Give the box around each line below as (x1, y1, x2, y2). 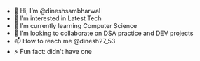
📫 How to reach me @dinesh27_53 (13, 37, 116, 45)
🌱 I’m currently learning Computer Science (13, 22, 138, 29)
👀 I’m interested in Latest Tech (13, 14, 102, 22)
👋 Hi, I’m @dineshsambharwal (13, 7, 100, 15)
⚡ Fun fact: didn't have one (13, 48, 93, 55)
